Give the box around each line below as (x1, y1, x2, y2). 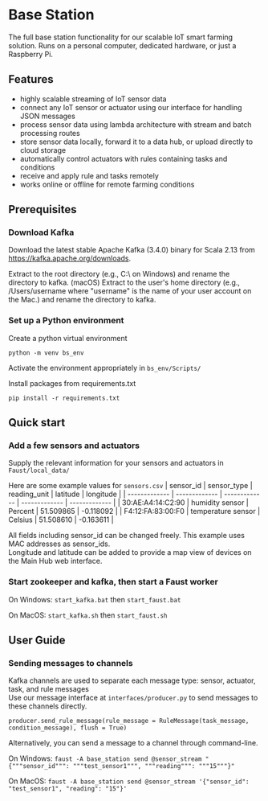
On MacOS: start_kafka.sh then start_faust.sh (8, 610, 168, 620)
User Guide (8, 634, 66, 647)
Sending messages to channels (8, 658, 134, 669)
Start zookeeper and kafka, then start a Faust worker (8, 577, 218, 588)
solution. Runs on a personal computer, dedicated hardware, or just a (8, 40, 237, 50)
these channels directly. (8, 701, 87, 711)
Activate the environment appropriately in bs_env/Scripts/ (8, 363, 201, 372)
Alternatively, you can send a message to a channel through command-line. (8, 738, 258, 748)
